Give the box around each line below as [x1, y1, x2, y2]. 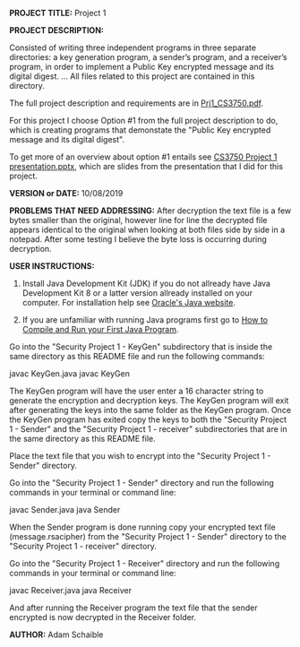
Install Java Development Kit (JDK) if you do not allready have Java [21, 278, 271, 289]
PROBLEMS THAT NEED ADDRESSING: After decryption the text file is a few [9, 205, 292, 216]
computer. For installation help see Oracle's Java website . [21, 298, 236, 307]
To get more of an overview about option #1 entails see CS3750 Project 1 [9, 151, 278, 162]
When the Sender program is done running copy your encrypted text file [9, 522, 276, 532]
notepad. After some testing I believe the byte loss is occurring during [9, 234, 267, 245]
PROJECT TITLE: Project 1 [9, 8, 107, 18]
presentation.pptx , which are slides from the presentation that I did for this [9, 161, 284, 171]
